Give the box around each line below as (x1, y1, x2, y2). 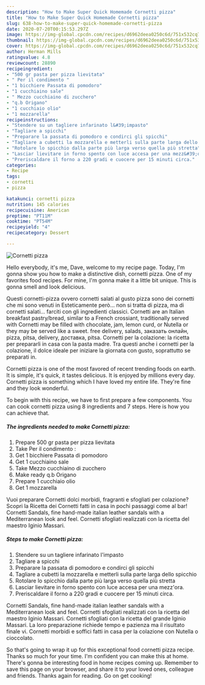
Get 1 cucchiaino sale (15, 458, 69, 465)
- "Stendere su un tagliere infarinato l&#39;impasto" (6, 123, 149, 129)
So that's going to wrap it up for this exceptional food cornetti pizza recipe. (6, 646, 195, 653)
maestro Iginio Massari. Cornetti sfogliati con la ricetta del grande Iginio (6, 614, 186, 622)
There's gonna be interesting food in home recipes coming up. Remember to (6, 659, 199, 666)
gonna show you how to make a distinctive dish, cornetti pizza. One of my (6, 270, 192, 278)
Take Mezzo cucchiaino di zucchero (15, 464, 106, 472)
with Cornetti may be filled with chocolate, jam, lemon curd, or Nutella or (6, 321, 189, 328)
